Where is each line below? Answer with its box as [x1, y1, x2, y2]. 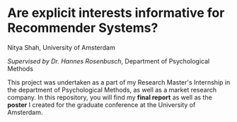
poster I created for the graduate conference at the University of [7, 100, 196, 109]
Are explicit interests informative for [7, 5, 225, 21]
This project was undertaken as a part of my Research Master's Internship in [7, 78, 231, 86]
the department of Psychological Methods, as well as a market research [7, 85, 217, 94]
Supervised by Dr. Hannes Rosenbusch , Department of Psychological [7, 56, 210, 65]
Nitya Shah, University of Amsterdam [7, 43, 115, 51]
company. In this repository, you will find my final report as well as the [7, 93, 212, 102]
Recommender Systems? [7, 20, 158, 36]
